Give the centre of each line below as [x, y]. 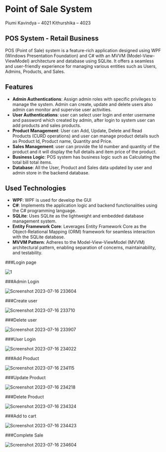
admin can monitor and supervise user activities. [62, 110]
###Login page [21, 262]
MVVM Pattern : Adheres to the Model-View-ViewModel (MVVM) [79, 242]
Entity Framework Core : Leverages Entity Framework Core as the [79, 226]
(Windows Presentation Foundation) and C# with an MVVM [65, 56]
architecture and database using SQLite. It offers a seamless [92, 61]
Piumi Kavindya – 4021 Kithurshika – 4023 [48, 23]
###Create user [21, 301]
